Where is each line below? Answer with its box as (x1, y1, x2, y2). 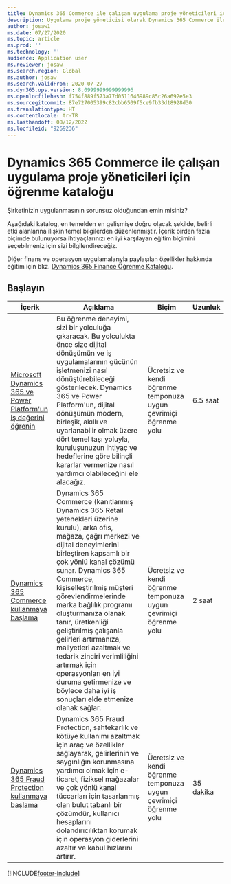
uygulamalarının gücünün (56, 357, 139, 367)
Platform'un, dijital (56, 400, 115, 409)
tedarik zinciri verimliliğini (56, 652, 139, 661)
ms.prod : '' (7, 42, 41, 49)
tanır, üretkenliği (56, 617, 109, 627)
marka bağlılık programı (56, 600, 133, 610)
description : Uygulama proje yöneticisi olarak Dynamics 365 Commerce (7, 16, 214, 23)
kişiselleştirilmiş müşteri (56, 583, 133, 593)
